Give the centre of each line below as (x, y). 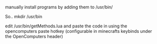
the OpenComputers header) (34, 36)
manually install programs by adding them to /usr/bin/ (59, 7)
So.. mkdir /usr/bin (24, 16)
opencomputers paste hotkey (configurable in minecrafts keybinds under (79, 31)
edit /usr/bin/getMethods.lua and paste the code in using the (66, 26)
